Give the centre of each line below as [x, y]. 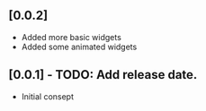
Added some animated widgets [79, 47]
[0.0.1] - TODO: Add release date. [103, 75]
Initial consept [47, 96]
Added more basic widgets [72, 37]
